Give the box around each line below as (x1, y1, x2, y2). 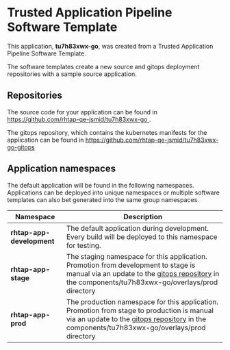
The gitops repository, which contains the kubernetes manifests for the (7, 128, 207, 136)
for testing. (66, 240, 101, 250)
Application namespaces (7, 163, 116, 175)
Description (123, 212, 163, 221)
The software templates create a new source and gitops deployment (7, 62, 200, 71)
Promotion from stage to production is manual (66, 305, 214, 315)
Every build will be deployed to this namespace (66, 232, 218, 241)
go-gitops (7, 142, 36, 151)
